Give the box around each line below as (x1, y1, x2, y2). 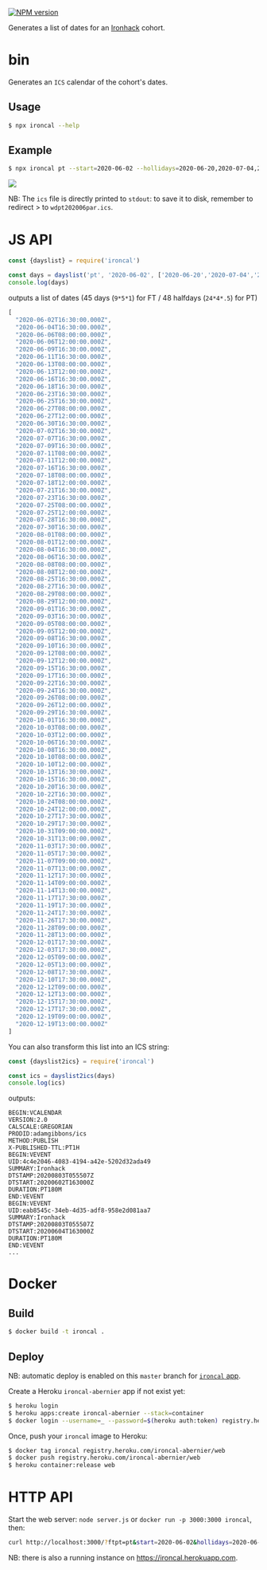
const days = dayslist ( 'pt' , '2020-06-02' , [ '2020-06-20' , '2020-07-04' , (8, 271, 254, 279)
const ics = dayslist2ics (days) (8, 1072, 115, 1080)
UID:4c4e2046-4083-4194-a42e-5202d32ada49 (8, 1158, 151, 1166)
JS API (8, 230, 53, 249)
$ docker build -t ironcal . (8, 1328, 105, 1336)
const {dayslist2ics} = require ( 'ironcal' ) (8, 1057, 155, 1065)
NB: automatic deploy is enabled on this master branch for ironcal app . (8, 1371, 241, 1380)
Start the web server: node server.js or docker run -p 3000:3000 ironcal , (8, 1515, 253, 1525)
